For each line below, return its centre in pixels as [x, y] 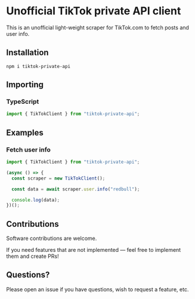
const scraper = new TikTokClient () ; [58, 178]
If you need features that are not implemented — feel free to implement [94, 250]
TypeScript [23, 101]
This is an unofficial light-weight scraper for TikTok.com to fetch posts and [98, 27]
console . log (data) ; [36, 200]
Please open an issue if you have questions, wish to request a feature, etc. [97, 289]
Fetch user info [28, 149]
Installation [27, 53]
